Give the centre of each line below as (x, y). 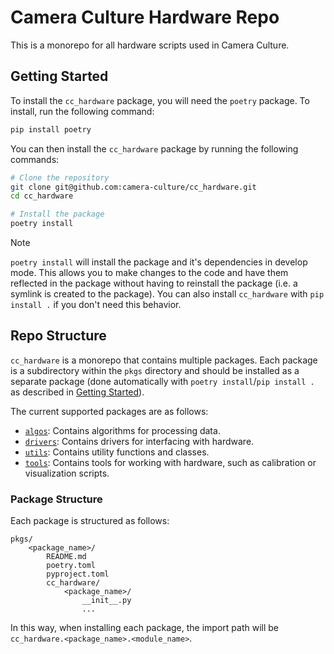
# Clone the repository (60, 177)
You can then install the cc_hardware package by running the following (154, 148)
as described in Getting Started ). (77, 392)
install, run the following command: (82, 111)
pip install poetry (51, 129)
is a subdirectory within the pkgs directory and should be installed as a (155, 370)
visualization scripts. (67, 473)
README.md (66, 557)
